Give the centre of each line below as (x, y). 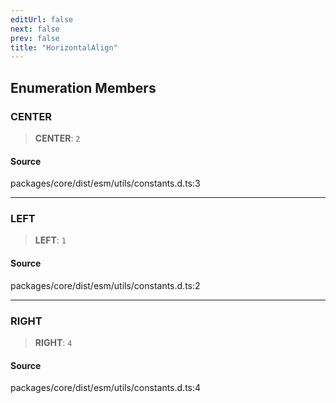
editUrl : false (42, 19)
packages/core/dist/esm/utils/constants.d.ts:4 (106, 388)
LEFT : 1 (50, 240)
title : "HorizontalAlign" (64, 47)
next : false (35, 29)
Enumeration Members (83, 87)
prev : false (35, 38)
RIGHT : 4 (53, 342)
